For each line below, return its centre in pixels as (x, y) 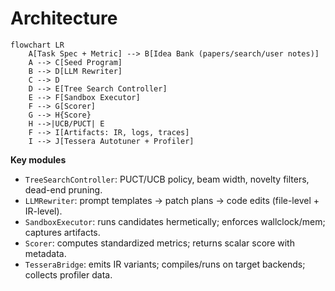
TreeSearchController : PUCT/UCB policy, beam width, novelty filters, (167, 179)
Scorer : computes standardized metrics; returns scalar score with (159, 243)
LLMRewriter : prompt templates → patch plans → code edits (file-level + (172, 200)
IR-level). (43, 211)
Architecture (64, 18)
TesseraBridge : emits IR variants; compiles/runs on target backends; (165, 264)
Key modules (38, 159)
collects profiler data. (68, 274)
